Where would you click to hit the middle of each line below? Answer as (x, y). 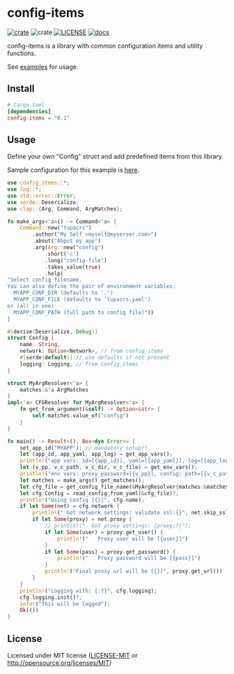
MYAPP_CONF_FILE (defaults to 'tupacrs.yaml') (82, 300)
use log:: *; (24, 189)
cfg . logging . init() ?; (51, 597)
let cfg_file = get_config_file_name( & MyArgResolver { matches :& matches (124, 487)
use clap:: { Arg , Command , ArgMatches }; (65, 209)
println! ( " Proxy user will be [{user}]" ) (123, 539)
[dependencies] (29, 111)
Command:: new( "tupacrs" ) (56, 228)
